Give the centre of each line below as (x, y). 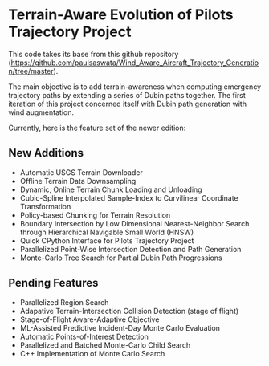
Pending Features (53, 283)
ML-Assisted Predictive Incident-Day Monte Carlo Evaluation (120, 327)
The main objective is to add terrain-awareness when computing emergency (135, 87)
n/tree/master (31, 71)
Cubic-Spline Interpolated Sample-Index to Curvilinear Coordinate (129, 197)
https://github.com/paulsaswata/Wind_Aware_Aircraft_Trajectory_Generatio (135, 63)
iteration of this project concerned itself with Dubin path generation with (128, 104)
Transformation (45, 206)
